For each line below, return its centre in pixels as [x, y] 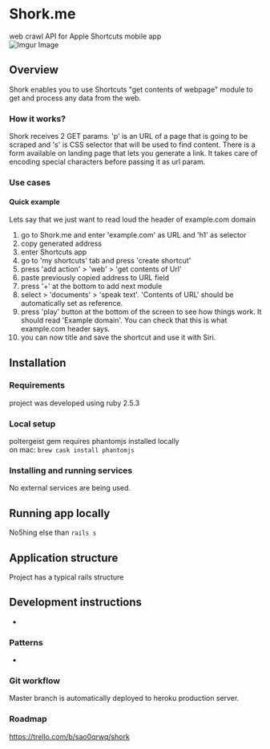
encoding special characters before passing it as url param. [107, 162]
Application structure [64, 558]
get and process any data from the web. [75, 98]
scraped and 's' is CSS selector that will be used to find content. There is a [132, 145]
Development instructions [76, 602]
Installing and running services [71, 470]
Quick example [35, 201]
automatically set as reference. [72, 303]
